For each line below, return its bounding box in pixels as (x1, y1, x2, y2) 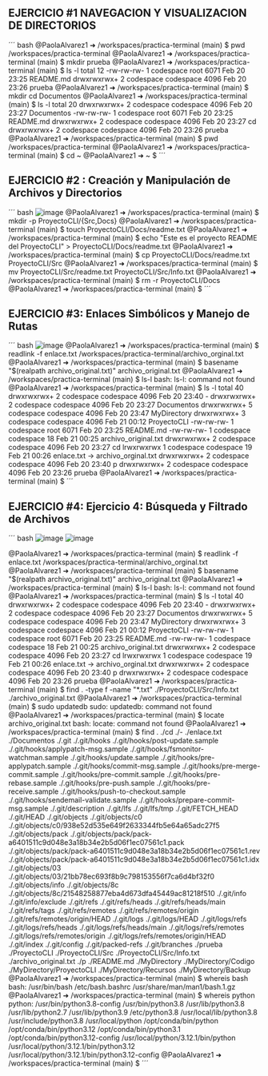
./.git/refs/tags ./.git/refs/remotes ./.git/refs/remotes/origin (8, 906, 199, 915)
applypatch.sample (8, 761, 72, 771)
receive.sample (8, 787, 59, 796)
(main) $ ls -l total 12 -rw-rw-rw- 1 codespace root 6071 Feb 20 (37, 66, 246, 75)
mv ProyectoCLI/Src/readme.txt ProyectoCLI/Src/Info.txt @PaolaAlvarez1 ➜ (8, 267, 257, 277)
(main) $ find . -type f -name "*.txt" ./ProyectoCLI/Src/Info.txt (37, 685, 239, 695)
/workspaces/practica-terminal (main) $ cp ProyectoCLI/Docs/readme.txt (8, 249, 250, 259)
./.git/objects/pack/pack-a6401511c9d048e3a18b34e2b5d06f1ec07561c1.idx (8, 855, 260, 864)
